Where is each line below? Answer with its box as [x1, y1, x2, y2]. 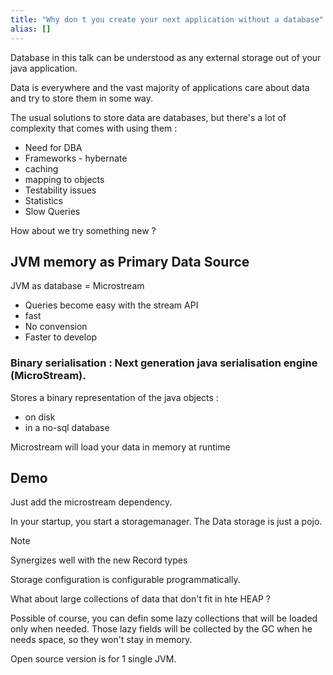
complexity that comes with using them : [10, 122, 178, 134]
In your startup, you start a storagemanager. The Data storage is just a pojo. [10, 516, 323, 528]
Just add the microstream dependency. [10, 496, 173, 508]
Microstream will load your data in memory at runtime [10, 441, 231, 453]
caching [24, 162, 59, 175]
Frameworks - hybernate [24, 152, 128, 164]
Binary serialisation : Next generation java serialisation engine [10, 356, 318, 370]
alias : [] [10, 24, 52, 34]
